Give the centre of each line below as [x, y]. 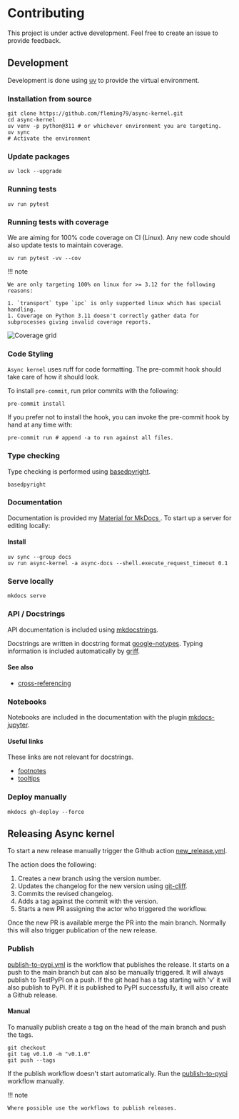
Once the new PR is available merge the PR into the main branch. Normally [117, 922]
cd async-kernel [31, 120]
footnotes [32, 771]
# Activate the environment [49, 139]
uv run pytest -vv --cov [44, 258]
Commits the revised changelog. [65, 894]
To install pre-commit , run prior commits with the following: [93, 391]
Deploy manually [37, 797]
